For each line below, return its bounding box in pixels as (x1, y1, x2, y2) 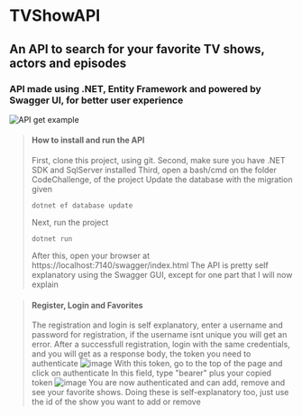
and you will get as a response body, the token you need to (31, 348, 252, 359)
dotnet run (31, 235, 73, 244)
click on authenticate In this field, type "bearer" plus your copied (31, 367, 272, 379)
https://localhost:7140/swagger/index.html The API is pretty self (31, 260, 269, 271)
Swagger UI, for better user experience (9, 94, 184, 106)
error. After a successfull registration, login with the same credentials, (31, 339, 290, 350)
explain (31, 279, 59, 290)
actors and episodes (9, 55, 127, 70)
